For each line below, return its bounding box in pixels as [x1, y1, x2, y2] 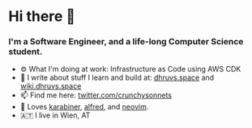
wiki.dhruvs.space [19, 81, 82, 91]
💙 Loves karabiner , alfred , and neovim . [19, 102, 149, 112]
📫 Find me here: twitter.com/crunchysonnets [19, 90, 173, 100]
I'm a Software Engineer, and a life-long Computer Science [8, 36, 244, 47]
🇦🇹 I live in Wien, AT [19, 110, 91, 120]
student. [8, 46, 43, 57]
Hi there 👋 [8, 7, 75, 26]
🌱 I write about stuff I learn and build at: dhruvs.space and [19, 72, 215, 83]
